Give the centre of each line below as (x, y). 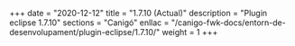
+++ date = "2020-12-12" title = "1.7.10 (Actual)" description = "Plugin (138, 13)
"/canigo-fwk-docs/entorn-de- (228, 23)
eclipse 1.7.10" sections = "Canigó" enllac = (89, 23)
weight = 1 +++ (190, 32)
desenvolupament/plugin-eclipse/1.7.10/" (85, 32)
